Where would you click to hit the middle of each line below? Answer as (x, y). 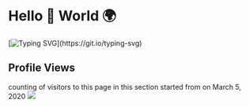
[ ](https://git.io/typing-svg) (75, 43)
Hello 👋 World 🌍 (62, 16)
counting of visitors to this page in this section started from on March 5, (125, 87)
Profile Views (42, 68)
